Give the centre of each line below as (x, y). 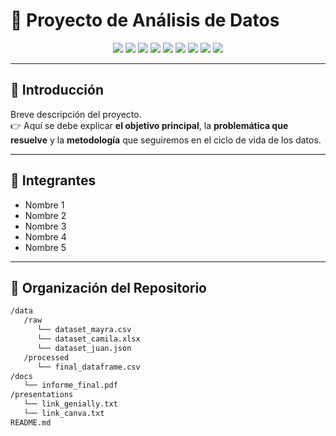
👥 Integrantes (53, 180)
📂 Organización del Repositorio (108, 287)
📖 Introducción (57, 90)
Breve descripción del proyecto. (76, 114)
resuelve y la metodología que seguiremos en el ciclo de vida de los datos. (166, 140)
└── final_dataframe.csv (88, 367)
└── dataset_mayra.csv (84, 330)
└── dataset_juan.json (84, 348)
